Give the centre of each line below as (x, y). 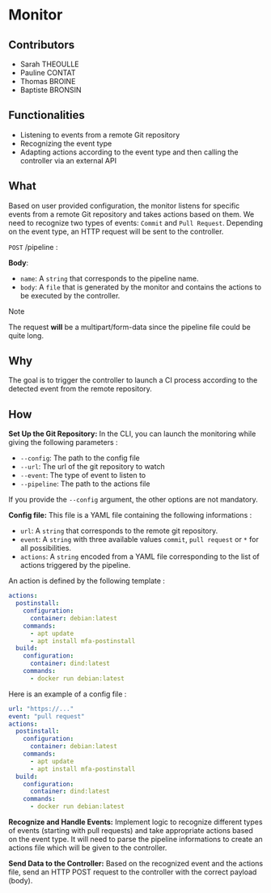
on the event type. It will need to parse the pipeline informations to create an (135, 839)
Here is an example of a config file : (68, 694)
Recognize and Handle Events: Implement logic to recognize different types (135, 822)
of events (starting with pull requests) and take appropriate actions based (131, 830)
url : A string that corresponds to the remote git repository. (119, 531)
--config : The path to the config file (80, 458)
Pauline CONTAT (48, 73)
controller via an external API (68, 160)
